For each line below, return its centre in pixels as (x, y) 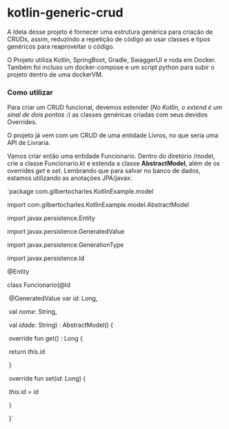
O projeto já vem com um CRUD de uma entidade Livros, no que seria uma (113, 135)
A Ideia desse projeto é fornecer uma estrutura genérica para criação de (110, 32)
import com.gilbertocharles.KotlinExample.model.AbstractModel (98, 205)
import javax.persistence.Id (46, 258)
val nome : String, (33, 312)
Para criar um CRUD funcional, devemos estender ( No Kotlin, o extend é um (115, 108)
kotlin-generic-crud (65, 13)
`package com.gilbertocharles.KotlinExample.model (80, 192)
